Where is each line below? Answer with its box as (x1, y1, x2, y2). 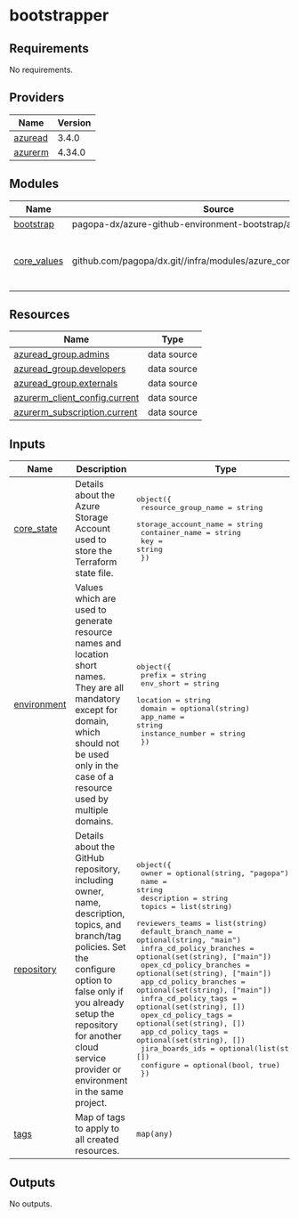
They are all (75, 682, 125, 694)
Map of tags (75, 1111, 126, 1124)
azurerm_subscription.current (13, 406, 138, 418)
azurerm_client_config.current (13, 392, 140, 404)
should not (75, 737, 120, 750)
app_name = (141, 712, 185, 722)
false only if (75, 986, 124, 998)
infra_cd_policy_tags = (141, 994, 238, 1003)
